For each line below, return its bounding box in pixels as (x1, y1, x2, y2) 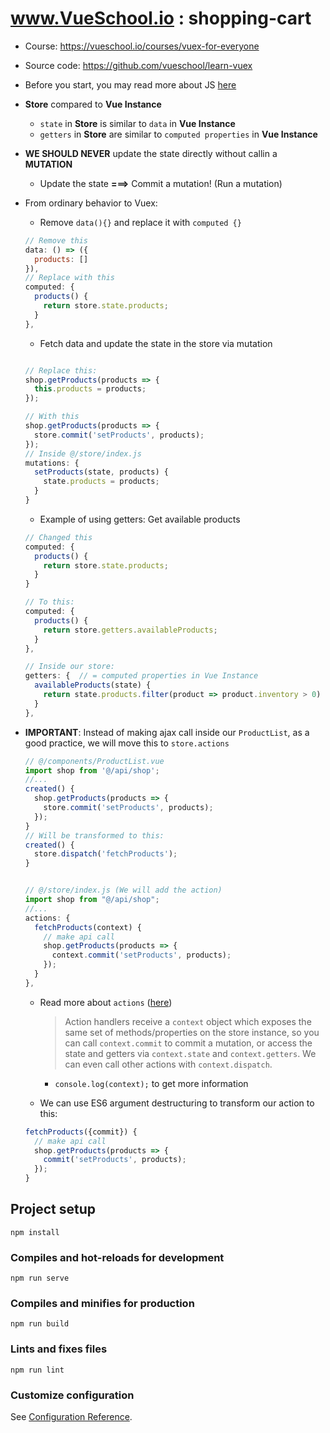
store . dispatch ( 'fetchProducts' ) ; (34, 849, 178, 859)
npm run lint (10, 1365, 65, 1375)
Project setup (10, 1201, 97, 1218)
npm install (10, 1227, 60, 1237)
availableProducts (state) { (34, 680, 152, 691)
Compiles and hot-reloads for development (10, 1250, 225, 1264)
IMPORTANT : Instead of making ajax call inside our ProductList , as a (24, 726, 310, 738)
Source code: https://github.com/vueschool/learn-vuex (24, 59, 253, 71)
